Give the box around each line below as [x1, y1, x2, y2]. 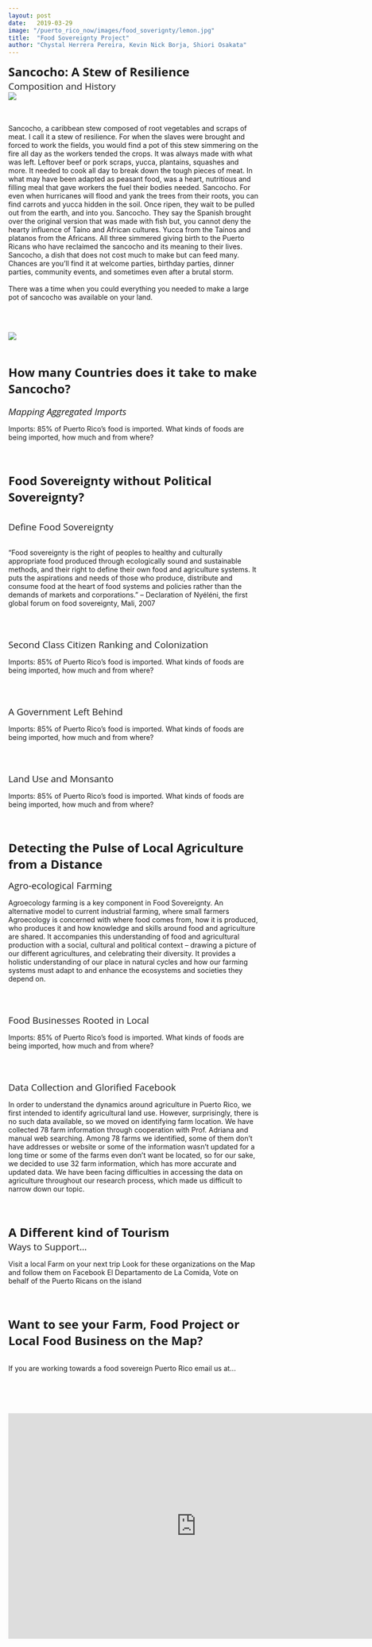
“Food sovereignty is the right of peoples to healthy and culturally [8, 548, 223, 557]
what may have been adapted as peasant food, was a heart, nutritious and [8, 174, 252, 184]
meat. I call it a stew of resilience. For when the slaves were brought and [8, 132, 245, 141]
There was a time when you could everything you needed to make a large [8, 284, 249, 294]
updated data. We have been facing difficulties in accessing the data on [8, 1168, 243, 1177]
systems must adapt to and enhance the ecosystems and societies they [8, 966, 243, 975]
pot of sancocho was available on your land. [8, 293, 153, 302]
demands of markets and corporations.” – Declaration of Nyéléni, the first [8, 590, 248, 600]
